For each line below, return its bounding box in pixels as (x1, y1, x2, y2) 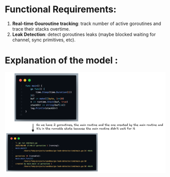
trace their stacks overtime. (12, 26, 70, 32)
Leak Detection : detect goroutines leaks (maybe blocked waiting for (12, 31, 156, 37)
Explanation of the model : (5, 55, 118, 66)
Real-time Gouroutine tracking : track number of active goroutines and (12, 20, 161, 27)
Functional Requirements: (5, 4, 117, 15)
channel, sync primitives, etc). (12, 37, 76, 43)
